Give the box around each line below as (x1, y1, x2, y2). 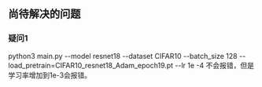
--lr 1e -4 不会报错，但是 (175, 60, 254, 70)
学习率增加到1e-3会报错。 (8, 70, 92, 80)
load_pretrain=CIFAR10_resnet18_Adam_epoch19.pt (8, 60, 174, 70)
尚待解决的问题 (8, 7, 81, 21)
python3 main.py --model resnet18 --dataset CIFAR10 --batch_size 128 (8, 51, 238, 60)
